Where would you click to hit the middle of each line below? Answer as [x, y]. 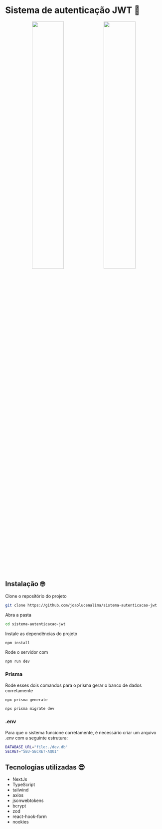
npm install [17, 643]
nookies [20, 822]
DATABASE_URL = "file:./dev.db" [37, 747]
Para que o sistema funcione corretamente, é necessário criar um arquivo [81, 732]
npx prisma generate [27, 700]
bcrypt [19, 806]
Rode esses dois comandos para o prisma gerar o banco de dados [74, 685]
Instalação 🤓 [25, 584]
